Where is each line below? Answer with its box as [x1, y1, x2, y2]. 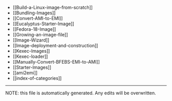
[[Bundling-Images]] [12, 10, 56, 16]
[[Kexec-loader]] [12, 53, 48, 59]
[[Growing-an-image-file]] [12, 32, 68, 37]
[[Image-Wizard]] [12, 37, 50, 43]
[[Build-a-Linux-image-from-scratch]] [12, 5, 93, 10]
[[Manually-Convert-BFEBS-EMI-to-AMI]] [12, 59, 100, 65]
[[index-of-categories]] [12, 75, 62, 81]
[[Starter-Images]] [12, 64, 51, 70]
